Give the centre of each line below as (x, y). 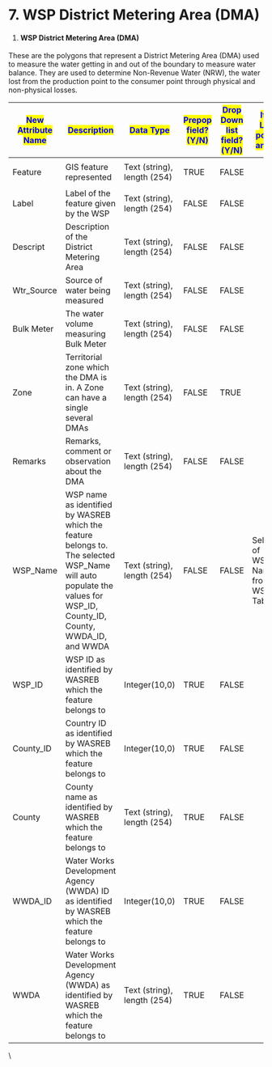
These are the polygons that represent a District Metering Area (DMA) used (134, 56)
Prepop (198, 121)
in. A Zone (85, 387)
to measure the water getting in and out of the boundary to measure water (132, 64)
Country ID (86, 723)
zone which (87, 367)
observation (88, 461)
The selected (90, 556)
